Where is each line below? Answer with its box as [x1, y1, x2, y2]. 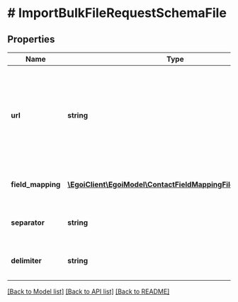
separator [11, 218, 45, 228]
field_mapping [11, 179, 61, 189]
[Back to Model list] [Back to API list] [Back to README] [7, 287, 170, 296]
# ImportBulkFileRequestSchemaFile [7, 5, 227, 21]
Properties [7, 33, 55, 45]
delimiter [11, 256, 42, 265]
